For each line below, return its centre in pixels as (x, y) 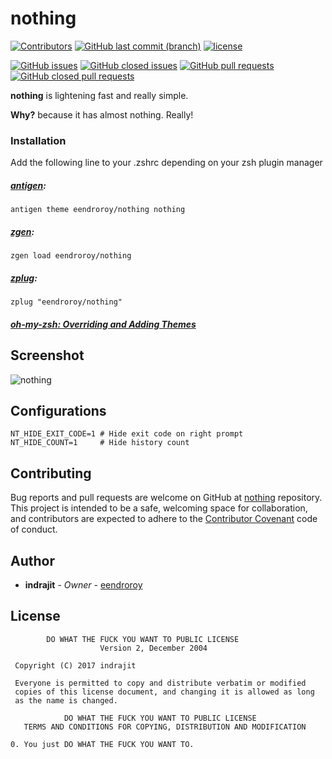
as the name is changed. (66, 700)
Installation (38, 140)
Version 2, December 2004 (153, 648)
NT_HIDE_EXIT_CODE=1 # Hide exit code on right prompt (127, 434)
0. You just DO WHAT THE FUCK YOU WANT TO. (102, 744)
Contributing (51, 473)
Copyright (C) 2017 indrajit (75, 665)
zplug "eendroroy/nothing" (66, 302)
